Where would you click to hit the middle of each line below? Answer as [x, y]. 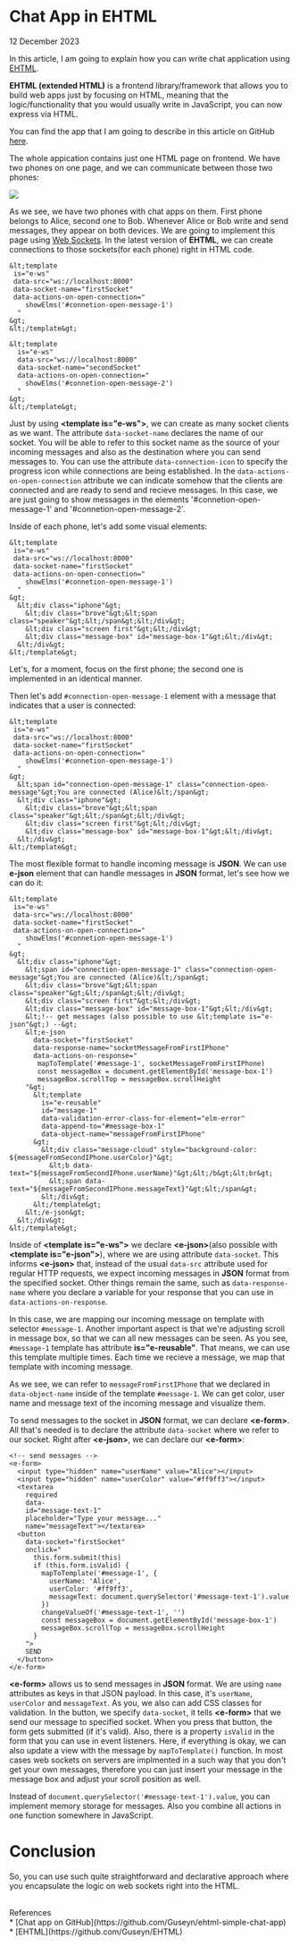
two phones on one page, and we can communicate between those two [141, 167]
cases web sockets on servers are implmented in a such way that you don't [148, 1760]
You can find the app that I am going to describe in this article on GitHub [142, 131]
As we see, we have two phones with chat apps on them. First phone [136, 211]
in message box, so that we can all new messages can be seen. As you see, [149, 1338]
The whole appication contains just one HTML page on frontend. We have [145, 158]
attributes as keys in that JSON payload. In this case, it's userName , [131, 1693]
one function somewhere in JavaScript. [81, 1815]
